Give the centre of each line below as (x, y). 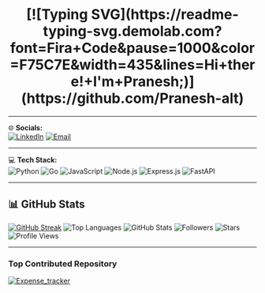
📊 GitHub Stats (47, 204)
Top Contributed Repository (63, 264)
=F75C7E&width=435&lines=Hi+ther (132, 65)
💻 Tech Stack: (33, 160)
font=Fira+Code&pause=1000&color (132, 48)
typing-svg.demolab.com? (132, 31)
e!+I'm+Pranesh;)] (132, 82)
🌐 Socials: (26, 127)
